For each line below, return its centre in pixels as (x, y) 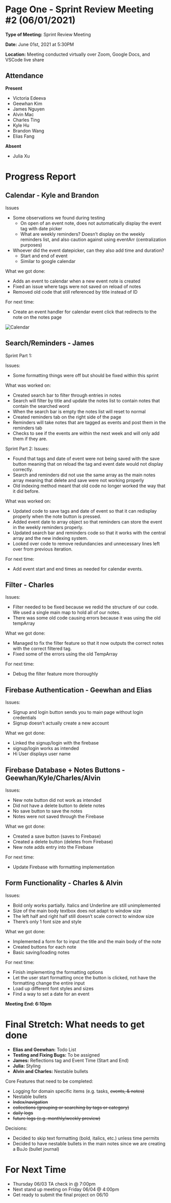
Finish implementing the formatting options (58, 972)
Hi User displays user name (42, 754)
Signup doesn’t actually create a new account (61, 723)
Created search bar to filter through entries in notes (67, 395)
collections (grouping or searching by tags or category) (71, 1107)
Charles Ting (26, 120)
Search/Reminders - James (50, 343)
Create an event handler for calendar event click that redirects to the (84, 312)
